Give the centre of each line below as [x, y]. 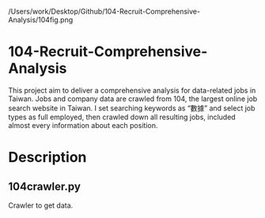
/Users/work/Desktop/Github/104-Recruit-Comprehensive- [104, 11]
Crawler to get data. [41, 205]
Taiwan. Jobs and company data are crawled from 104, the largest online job [133, 99]
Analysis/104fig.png [41, 20]
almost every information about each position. [83, 125]
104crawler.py [45, 186]
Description [47, 158]
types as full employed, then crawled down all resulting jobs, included [122, 117]
